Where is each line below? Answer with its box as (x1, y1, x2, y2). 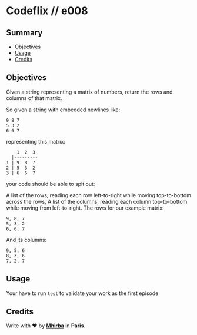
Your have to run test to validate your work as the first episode (6, 290, 159, 297)
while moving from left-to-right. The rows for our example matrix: (6, 204, 164, 211)
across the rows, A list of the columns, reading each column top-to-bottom (6, 198, 188, 205)
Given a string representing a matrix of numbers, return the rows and (6, 88, 173, 95)
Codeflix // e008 (6, 4, 88, 18)
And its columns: (6, 236, 47, 243)
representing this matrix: (6, 138, 66, 145)
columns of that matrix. (6, 94, 62, 101)
